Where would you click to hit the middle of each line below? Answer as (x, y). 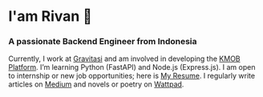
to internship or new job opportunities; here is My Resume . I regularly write (131, 76)
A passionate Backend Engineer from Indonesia (103, 42)
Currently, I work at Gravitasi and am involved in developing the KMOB (124, 59)
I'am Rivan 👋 (50, 16)
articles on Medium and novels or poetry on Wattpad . (96, 84)
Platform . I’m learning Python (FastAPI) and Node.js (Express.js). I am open (132, 67)
